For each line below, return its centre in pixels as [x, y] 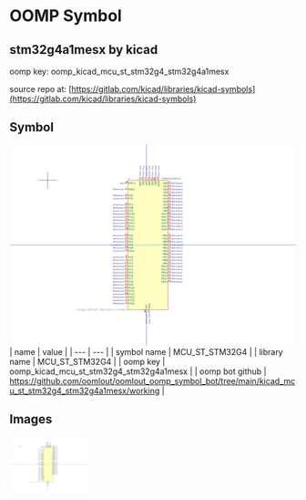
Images [31, 419]
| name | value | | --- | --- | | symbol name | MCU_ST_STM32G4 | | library [147, 351]
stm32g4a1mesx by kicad [84, 50]
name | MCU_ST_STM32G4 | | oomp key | [87, 361]
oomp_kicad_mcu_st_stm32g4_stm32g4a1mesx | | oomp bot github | [138, 371]
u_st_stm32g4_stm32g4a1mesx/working [85, 391]
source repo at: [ [41, 89]
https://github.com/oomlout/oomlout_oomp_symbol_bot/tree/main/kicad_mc [153, 380]
